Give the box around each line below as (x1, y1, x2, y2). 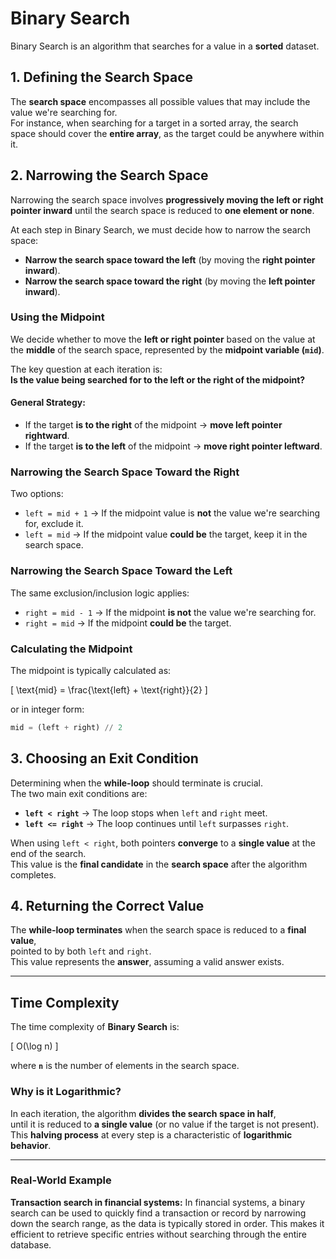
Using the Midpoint (10, 310, 105, 324)
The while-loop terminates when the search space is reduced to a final (10, 924, 307, 936)
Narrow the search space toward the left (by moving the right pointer (24, 253, 316, 266)
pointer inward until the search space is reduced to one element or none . (10, 204, 315, 216)
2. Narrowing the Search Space (10, 167, 209, 184)
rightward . (24, 430, 70, 442)
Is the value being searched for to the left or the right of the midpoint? (10, 373, 306, 386)
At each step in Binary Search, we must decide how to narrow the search (10, 223, 311, 236)
